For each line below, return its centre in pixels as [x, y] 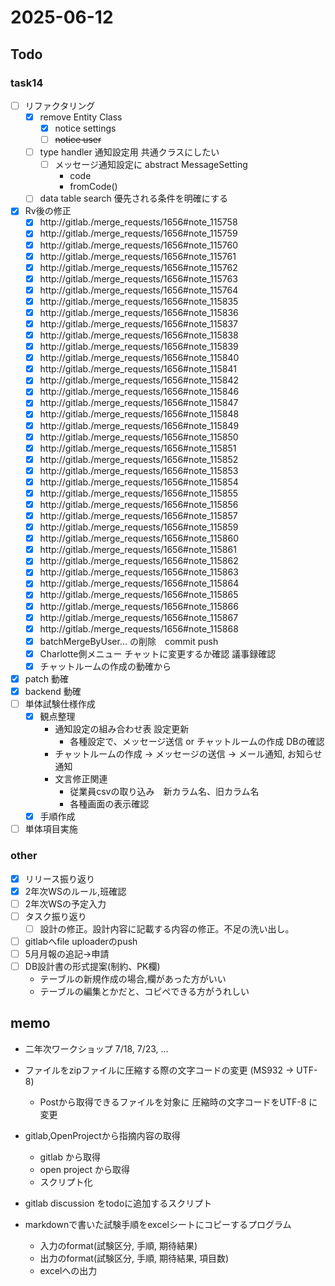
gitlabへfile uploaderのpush [81, 941]
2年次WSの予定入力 [65, 903]
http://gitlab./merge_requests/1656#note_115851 [138, 448]
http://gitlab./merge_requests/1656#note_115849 [139, 425]
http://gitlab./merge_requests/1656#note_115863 [139, 572]
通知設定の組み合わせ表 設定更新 [122, 729]
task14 [27, 83]
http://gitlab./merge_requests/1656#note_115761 [138, 256]
